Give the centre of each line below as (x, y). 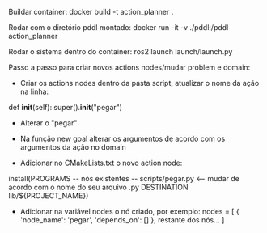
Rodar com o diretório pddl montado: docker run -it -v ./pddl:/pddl (119, 27)
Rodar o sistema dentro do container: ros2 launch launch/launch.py (121, 51)
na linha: (34, 91)
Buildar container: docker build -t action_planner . (91, 12)
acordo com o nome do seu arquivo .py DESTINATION (98, 187)
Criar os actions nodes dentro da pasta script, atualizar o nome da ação (140, 83)
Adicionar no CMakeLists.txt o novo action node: (101, 163)
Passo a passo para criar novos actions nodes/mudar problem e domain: (129, 67)
